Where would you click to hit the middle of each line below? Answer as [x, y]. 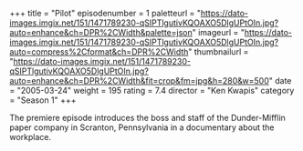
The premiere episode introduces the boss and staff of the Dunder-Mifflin [147, 118]
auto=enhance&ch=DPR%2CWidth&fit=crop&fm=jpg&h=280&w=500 [139, 81]
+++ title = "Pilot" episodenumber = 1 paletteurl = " [105, 13]
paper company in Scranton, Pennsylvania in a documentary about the [142, 127]
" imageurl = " [218, 32]
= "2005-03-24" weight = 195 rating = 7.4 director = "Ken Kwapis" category [152, 91]
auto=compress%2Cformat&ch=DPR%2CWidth [99, 52]
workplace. [31, 137]
